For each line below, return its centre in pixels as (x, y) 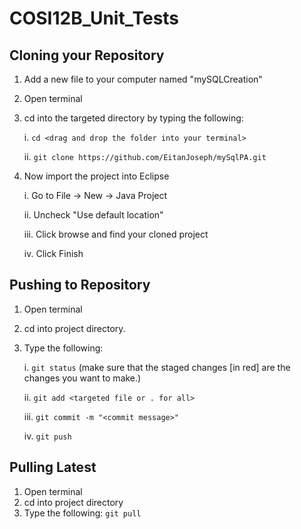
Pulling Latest (53, 467)
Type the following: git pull (82, 513)
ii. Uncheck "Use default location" (93, 215)
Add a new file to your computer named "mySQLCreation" (143, 79)
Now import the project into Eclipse (96, 176)
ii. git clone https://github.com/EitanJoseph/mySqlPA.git (145, 156)
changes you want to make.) (82, 378)
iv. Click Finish (53, 253)
